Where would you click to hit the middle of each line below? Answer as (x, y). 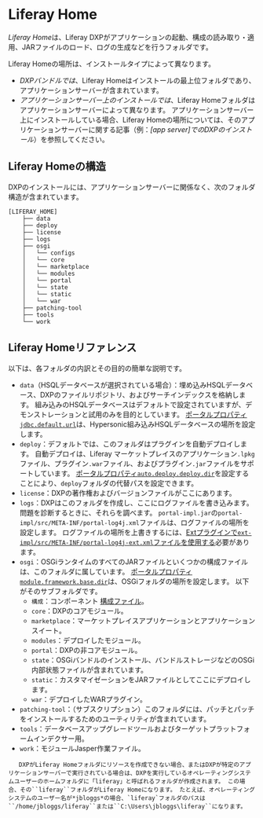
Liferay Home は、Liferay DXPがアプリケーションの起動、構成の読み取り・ (128, 37)
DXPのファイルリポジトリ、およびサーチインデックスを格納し (140, 394)
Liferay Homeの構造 (57, 167)
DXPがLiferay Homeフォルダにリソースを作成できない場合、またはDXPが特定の (129, 765)
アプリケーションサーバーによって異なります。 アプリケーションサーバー (137, 110)
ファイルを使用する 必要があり (201, 542)
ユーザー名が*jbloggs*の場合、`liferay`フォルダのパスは (121, 798)
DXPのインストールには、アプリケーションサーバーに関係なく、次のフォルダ (132, 187)
